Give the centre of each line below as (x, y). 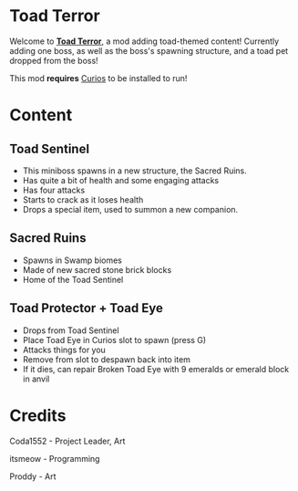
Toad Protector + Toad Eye (87, 308)
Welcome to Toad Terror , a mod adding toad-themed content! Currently (144, 41)
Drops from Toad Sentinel (71, 330)
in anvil (36, 379)
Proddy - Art (33, 476)
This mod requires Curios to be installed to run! (98, 78)
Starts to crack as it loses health (83, 199)
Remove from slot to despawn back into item (107, 359)
